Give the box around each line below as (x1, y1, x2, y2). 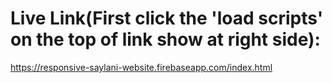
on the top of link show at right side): (10, 28, 321, 51)
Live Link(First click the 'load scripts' (10, 7, 324, 30)
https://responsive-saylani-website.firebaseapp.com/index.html (10, 61, 273, 73)
